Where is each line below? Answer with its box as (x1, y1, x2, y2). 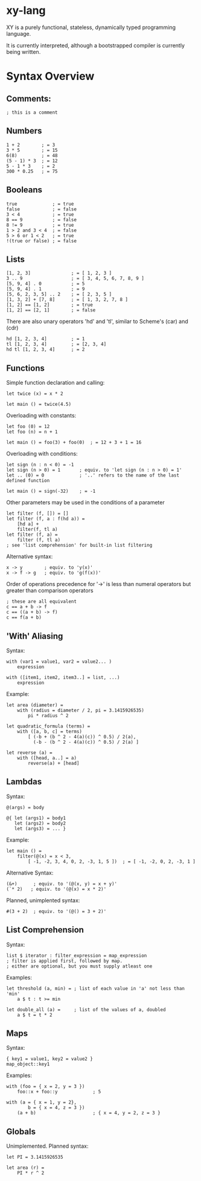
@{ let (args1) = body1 (6, 815, 66, 821)
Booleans (6, 185, 43, 195)
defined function (6, 478, 50, 484)
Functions (6, 363, 45, 373)
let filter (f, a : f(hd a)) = (6, 516, 85, 522)
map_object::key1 (6, 1061, 50, 1067)
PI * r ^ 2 (17, 1170, 45, 1176)
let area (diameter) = (6, 702, 63, 708)
